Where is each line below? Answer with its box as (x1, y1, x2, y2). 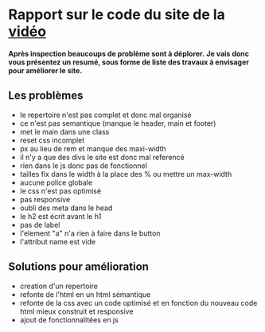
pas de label (19, 220, 60, 229)
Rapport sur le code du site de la (8, 6, 225, 24)
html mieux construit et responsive (19, 307, 134, 316)
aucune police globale (19, 178, 93, 187)
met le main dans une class (19, 127, 110, 136)
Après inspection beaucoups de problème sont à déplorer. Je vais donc (8, 49, 249, 58)
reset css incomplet (19, 135, 85, 145)
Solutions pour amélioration (8, 260, 150, 274)
